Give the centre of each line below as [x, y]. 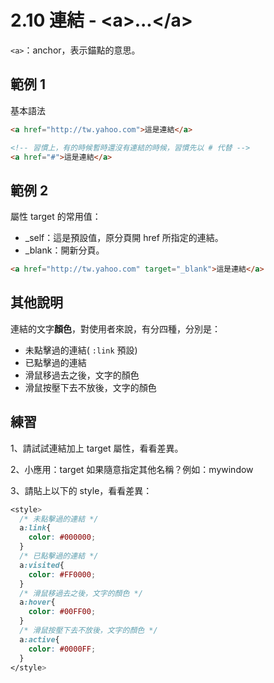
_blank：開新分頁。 [64, 250]
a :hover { [37, 602]
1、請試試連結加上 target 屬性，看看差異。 [97, 448]
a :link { [35, 528]
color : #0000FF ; [62, 649]
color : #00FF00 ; [62, 612]
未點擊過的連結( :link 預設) [81, 350]
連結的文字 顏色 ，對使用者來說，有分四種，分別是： [115, 328]
